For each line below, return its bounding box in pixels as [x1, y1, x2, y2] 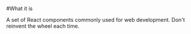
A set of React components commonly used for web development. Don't [6, 16, 185, 23]
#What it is [6, 5, 33, 12]
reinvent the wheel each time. [6, 23, 80, 29]
